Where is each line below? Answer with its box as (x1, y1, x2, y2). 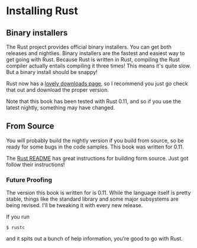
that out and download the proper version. (6, 86, 109, 93)
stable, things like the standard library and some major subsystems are (6, 195, 179, 202)
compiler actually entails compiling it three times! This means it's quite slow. (6, 62, 191, 69)
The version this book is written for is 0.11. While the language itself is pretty (6, 189, 191, 197)
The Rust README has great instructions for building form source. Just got (6, 154, 189, 162)
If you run (6, 213, 30, 220)
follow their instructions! (6, 161, 65, 168)
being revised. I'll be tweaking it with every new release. (6, 202, 143, 209)
